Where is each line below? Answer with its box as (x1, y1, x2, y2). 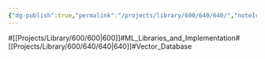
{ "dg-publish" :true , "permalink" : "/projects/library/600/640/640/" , (8, 11, 235, 20)
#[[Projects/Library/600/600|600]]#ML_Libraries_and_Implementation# (8, 33, 241, 42)
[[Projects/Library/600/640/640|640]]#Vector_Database (8, 41, 192, 51)
